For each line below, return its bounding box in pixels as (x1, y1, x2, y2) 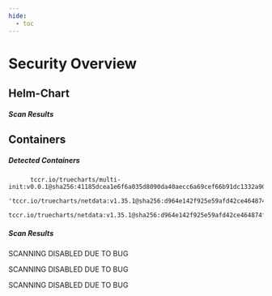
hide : (8, 11, 27, 20)
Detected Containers (8, 155, 81, 165)
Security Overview (8, 54, 138, 73)
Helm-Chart (8, 87, 70, 101)
